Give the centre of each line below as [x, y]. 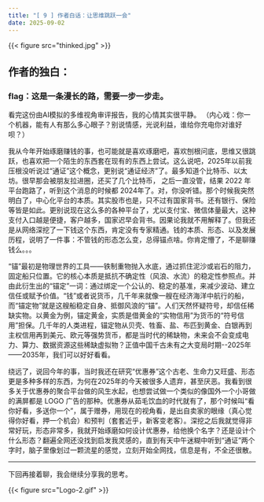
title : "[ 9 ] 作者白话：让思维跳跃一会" [70, 15]
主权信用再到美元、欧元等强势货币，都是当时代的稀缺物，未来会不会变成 [125, 335]
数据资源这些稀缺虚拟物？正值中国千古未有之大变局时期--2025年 [147, 345]
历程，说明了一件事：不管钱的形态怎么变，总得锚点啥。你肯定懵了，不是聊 [128, 240]
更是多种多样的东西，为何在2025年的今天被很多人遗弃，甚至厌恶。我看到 [127, 382]
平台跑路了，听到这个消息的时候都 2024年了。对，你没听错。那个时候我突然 [131, 190]
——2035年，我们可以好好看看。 [62, 355]
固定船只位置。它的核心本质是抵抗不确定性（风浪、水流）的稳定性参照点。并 [132, 276]
